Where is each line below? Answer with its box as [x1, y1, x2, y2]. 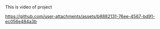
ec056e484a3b [5, 19, 37, 24]
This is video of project [5, 4, 52, 10]
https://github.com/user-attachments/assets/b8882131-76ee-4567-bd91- [5, 14, 155, 19]
